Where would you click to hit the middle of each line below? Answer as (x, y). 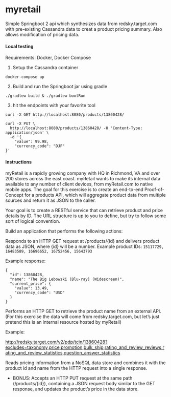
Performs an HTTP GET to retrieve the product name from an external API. (83, 311)
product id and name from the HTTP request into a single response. (76, 368)
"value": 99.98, (32, 142)
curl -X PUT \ (20, 124)
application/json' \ (27, 133)
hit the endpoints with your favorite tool (54, 106)
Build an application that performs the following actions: (64, 231)
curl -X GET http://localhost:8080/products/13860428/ (65, 115)
